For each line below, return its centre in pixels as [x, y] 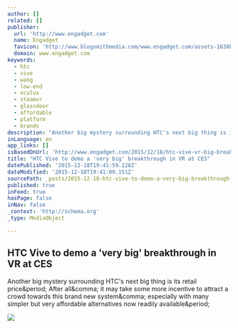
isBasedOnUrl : [28, 152]
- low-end [28, 86]
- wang [23, 80]
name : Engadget [36, 40]
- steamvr [28, 100]
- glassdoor [32, 106]
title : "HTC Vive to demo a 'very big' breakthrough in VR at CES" [109, 159]
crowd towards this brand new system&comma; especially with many [108, 296]
